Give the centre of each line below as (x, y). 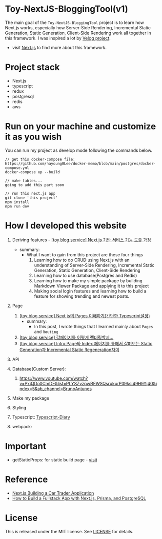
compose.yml (17, 168)
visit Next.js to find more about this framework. (59, 47)
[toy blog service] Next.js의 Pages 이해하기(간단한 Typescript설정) (85, 315)
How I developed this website (66, 226)
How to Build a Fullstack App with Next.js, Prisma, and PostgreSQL (79, 498)
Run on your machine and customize (81, 127)
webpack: (22, 426)
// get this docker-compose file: (40, 159)
